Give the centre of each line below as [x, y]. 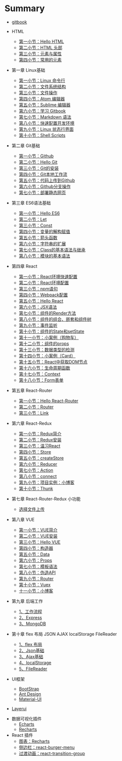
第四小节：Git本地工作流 [43, 174]
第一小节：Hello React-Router [49, 400]
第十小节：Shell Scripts [42, 135]
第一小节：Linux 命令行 [42, 80]
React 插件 [22, 735]
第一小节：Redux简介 [40, 434]
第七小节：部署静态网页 [42, 192]
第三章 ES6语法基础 [31, 203]
